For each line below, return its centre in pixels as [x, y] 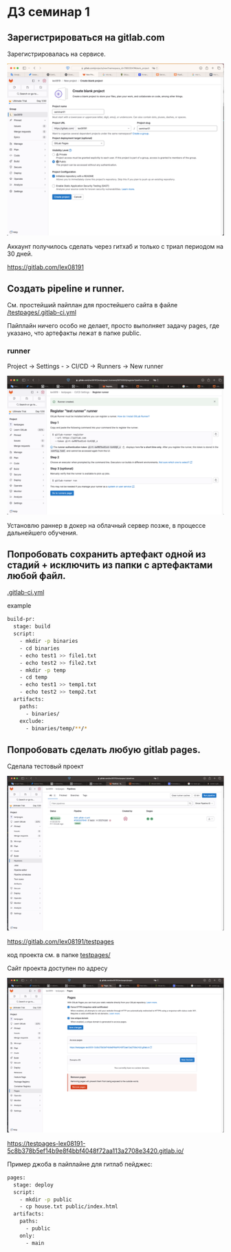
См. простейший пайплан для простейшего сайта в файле [92, 305]
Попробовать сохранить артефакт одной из [107, 554]
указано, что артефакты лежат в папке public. [74, 333]
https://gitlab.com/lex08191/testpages [61, 942]
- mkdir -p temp [43, 670]
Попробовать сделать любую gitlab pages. [104, 749]
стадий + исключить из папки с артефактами [110, 565]
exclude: [32, 721]
